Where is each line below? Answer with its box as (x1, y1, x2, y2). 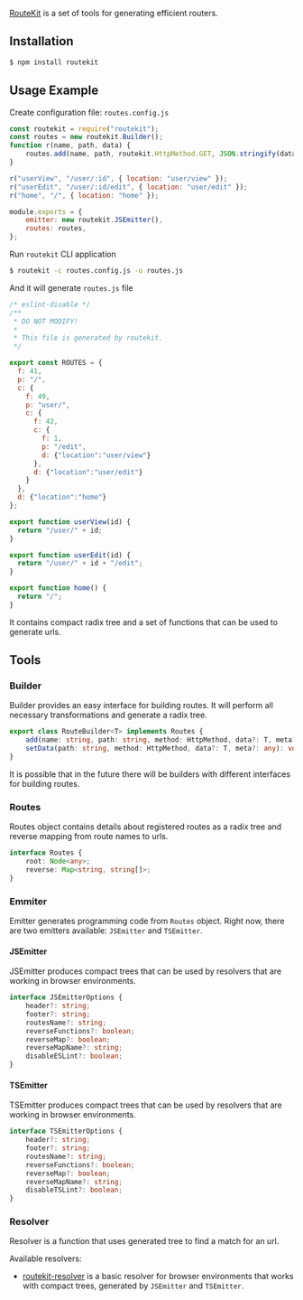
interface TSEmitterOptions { (9, 1127, 124, 1136)
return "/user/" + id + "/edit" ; (17, 559, 143, 568)
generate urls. (9, 626, 61, 637)
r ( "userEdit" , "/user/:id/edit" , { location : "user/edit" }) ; (9, 182, 248, 192)
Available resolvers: (9, 1253, 82, 1264)
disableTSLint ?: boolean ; (25, 1185, 124, 1195)
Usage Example (9, 83, 99, 98)
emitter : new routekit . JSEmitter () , (25, 216, 164, 225)
